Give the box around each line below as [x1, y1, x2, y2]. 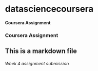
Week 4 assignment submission [5, 60, 69, 66]
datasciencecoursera [5, 3, 94, 15]
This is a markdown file [5, 47, 77, 55]
